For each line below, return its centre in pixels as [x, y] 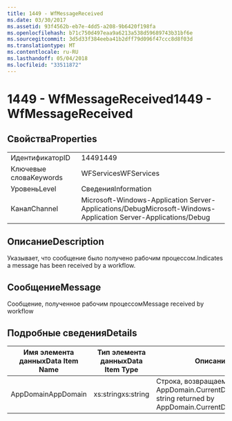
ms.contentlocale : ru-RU [43, 52]
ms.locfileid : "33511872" [44, 65]
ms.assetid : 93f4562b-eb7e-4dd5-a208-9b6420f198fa [81, 26]
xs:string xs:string [122, 394]
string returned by [185, 399]
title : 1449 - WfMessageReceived [55, 13]
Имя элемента [49, 353]
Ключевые [28, 168]
